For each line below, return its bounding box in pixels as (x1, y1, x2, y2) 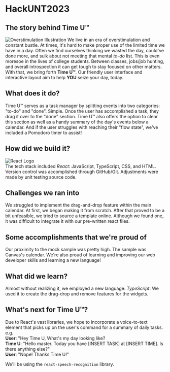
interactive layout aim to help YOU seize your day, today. (5, 75, 123, 80)
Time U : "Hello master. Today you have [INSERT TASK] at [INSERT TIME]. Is (5, 341, 163, 347)
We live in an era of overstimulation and (67, 37, 150, 43)
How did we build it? (5, 144, 71, 153)
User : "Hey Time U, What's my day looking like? (5, 335, 106, 341)
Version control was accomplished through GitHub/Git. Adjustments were (5, 168, 159, 175)
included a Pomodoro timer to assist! (5, 129, 82, 136)
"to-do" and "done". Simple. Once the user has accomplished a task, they (5, 108, 159, 114)
